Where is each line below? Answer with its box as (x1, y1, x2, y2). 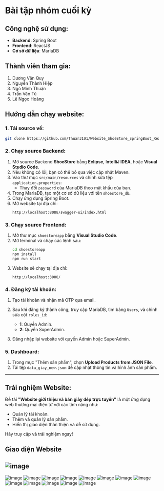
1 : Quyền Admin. (19, 321, 53, 327)
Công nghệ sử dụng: (5, 25, 68, 33)
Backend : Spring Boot (12, 37, 57, 43)
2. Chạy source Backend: (5, 148, 66, 155)
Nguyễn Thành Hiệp (12, 80, 53, 86)
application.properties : (12, 180, 62, 185)
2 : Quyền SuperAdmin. (19, 326, 65, 332)
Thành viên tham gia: (5, 62, 71, 71)
